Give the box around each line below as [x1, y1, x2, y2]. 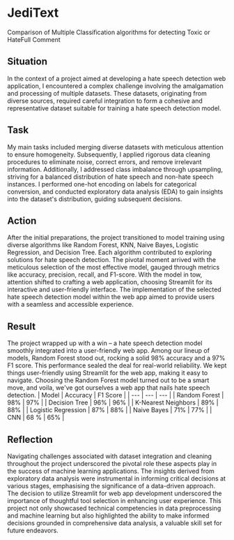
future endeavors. [7, 526, 59, 534]
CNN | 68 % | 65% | [7, 414, 65, 422]
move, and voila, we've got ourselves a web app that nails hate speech [7, 384, 210, 392]
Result [7, 320, 36, 333]
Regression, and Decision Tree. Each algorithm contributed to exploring [7, 248, 212, 256]
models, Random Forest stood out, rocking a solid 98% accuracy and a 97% [7, 354, 226, 363]
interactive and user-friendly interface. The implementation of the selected [7, 285, 221, 294]
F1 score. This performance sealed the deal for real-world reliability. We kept [7, 361, 227, 370]
